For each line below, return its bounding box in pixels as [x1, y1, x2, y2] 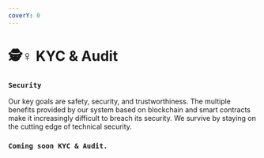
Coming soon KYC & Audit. [8, 141, 108, 151]
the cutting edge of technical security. [8, 122, 133, 131]
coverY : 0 [8, 11, 41, 20]
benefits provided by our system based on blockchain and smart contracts [8, 105, 251, 115]
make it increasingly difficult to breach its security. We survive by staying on [8, 114, 257, 123]
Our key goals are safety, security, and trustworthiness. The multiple [8, 96, 232, 107]
